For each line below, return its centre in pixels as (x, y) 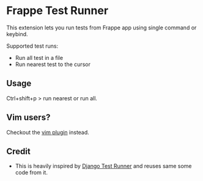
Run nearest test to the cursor (53, 64)
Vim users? (28, 118)
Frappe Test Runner (57, 11)
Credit (18, 151)
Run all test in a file (39, 57)
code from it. (31, 172)
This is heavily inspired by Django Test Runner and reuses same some (103, 166)
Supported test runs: (32, 46)
